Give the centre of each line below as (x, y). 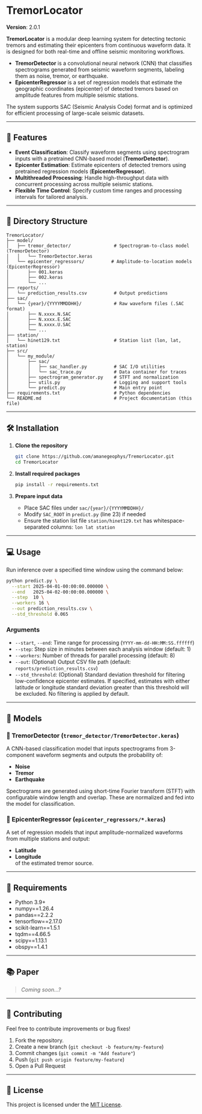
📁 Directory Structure (47, 221)
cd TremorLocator (37, 462)
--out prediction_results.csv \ (52, 609)
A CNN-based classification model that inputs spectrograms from (87, 748)
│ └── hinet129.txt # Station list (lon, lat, (94, 340)
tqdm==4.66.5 (33, 934)
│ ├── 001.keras (35, 272)
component (20, 755)
